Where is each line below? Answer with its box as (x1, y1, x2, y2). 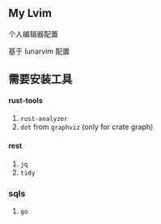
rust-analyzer (19, 115, 68, 123)
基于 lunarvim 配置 (8, 46, 70, 56)
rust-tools (8, 95, 43, 105)
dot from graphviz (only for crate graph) (19, 122, 154, 132)
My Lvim (8, 6, 53, 20)
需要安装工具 (8, 72, 73, 86)
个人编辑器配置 (8, 28, 58, 39)
